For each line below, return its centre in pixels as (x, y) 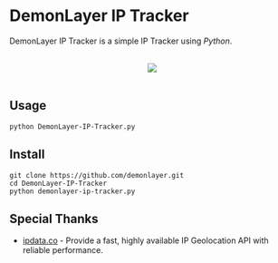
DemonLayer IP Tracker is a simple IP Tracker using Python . (121, 41)
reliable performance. (63, 250)
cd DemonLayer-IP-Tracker (58, 183)
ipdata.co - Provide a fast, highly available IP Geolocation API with (145, 240)
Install (27, 155)
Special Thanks (54, 219)
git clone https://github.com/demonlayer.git (96, 175)
